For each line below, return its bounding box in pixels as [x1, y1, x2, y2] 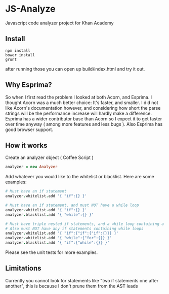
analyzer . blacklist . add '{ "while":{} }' [5, 212, 94, 217]
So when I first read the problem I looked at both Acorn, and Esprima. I [5, 94, 152, 100]
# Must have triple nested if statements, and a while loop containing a [5, 221, 164, 226]
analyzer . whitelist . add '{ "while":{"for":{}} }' [5, 236, 112, 241]
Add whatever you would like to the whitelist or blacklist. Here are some [5, 174, 154, 180]
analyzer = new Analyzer [5, 165, 58, 170]
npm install [5, 48, 30, 53]
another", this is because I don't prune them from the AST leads [5, 283, 138, 289]
